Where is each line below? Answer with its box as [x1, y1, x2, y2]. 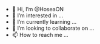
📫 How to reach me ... [12, 32, 68, 38]
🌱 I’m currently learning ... [12, 18, 77, 25]
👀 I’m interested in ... [12, 12, 64, 19]
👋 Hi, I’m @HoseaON [12, 6, 64, 12]
